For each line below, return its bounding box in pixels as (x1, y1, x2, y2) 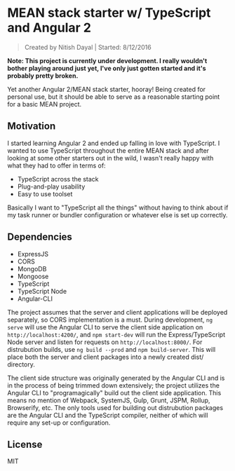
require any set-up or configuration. (7, 418, 111, 427)
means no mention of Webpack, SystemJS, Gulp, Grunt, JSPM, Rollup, (7, 396, 210, 404)
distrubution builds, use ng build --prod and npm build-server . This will (7, 345, 216, 353)
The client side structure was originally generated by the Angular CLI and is (7, 374, 225, 382)
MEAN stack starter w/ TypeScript (7, 5, 211, 21)
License (7, 438, 43, 450)
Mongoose (17, 272, 49, 280)
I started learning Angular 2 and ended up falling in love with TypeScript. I (7, 139, 220, 147)
